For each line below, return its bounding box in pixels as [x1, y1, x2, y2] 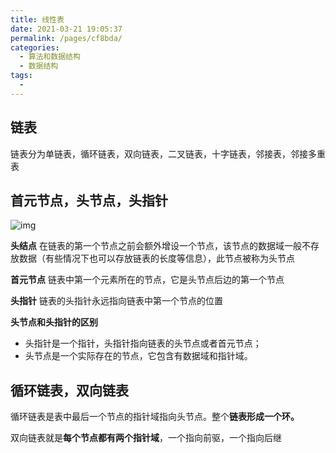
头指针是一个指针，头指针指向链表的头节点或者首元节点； [24, 337, 262, 350]
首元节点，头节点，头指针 [10, 192, 168, 209]
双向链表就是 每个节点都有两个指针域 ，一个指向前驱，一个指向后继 [10, 432, 282, 444]
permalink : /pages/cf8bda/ [10, 33, 123, 43]
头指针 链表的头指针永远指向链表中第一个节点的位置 [10, 295, 223, 307]
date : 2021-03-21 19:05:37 [10, 24, 123, 34]
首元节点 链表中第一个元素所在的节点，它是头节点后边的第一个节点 [10, 274, 285, 286]
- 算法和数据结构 [19, 52, 81, 62]
